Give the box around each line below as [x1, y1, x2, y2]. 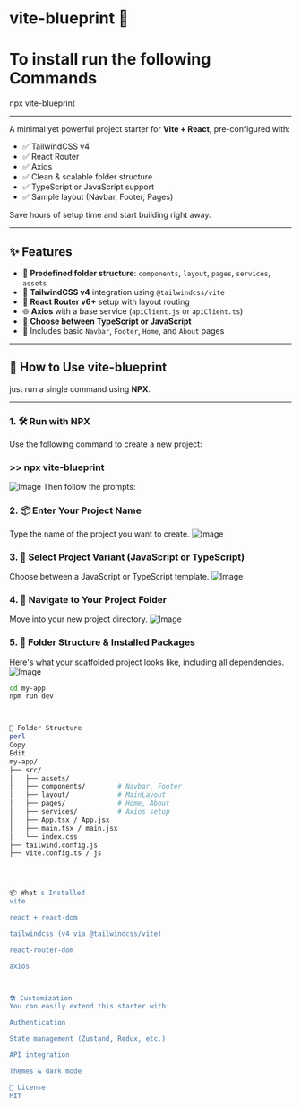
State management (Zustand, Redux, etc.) [9, 1034, 167, 1043]
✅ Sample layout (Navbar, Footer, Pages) [21, 192, 174, 203]
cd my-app [9, 684, 47, 693]
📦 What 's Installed [9, 888, 85, 898]
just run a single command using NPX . [9, 383, 150, 394]
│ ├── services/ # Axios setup [9, 807, 170, 816]
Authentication [9, 1018, 66, 1027]
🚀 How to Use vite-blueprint [9, 360, 168, 375]
